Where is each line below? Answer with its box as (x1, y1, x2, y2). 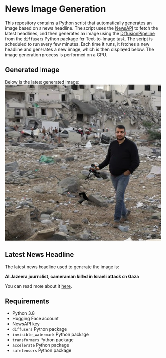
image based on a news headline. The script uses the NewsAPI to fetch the (5, 25, 158, 31)
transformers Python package (12, 337, 74, 343)
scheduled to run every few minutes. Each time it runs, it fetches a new (5, 41, 150, 47)
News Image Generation (5, 3, 106, 15)
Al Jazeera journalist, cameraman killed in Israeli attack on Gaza (5, 273, 139, 279)
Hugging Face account (12, 316, 59, 322)
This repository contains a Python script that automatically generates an (5, 20, 152, 26)
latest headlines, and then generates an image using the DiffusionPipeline (5, 30, 155, 36)
